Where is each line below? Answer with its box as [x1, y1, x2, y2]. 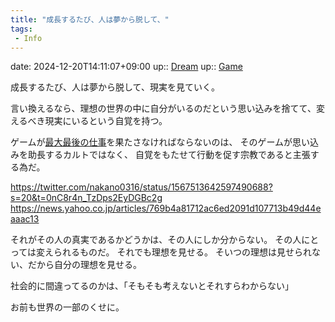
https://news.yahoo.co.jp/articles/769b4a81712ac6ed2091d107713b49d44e [10, 202, 322, 215]
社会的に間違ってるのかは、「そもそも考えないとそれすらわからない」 [10, 280, 295, 292]
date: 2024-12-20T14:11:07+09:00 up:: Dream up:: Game [10, 61, 243, 73]
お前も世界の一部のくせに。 [10, 301, 125, 313]
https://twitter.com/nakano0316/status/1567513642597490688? [10, 181, 273, 193]
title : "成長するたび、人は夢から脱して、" [10, 14, 170, 25]
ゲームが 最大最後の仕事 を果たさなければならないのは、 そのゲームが [10, 136, 293, 148]
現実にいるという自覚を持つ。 [44, 115, 168, 127]
